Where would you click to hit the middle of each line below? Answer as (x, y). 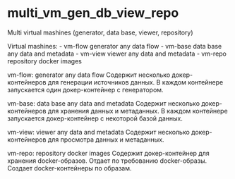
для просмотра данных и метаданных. (106, 140)
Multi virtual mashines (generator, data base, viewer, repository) (100, 32)
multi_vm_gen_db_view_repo (93, 13)
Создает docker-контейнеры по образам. (70, 168)
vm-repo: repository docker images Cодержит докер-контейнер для (108, 153)
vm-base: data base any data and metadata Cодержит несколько (103, 103)
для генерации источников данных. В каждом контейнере (135, 82)
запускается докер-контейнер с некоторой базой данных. (95, 118)
